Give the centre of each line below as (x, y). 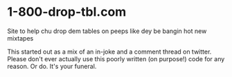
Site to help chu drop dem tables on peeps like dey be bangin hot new (107, 31)
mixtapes (20, 38)
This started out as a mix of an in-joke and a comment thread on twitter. (109, 52)
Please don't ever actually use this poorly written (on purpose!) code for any (116, 58)
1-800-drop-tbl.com (67, 12)
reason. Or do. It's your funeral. (52, 66)
